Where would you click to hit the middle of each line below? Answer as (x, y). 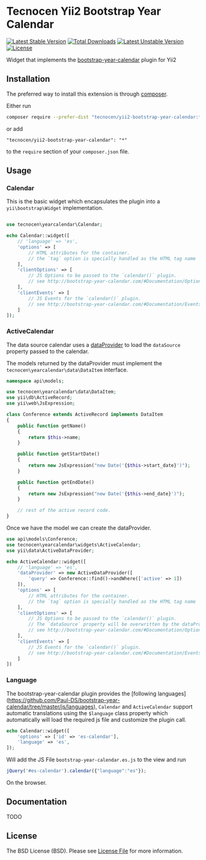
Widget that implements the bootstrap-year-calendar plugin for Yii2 (91, 60)
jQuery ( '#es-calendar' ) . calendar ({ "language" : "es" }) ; (77, 771)
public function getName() (52, 426)
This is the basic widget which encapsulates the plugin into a (83, 201)
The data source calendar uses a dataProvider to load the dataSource (93, 344)
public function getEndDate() (56, 482)
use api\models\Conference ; (42, 539)
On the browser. (27, 783)
